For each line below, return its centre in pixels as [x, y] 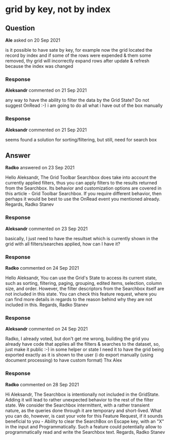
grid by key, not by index [58, 9]
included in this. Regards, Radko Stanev [47, 305]
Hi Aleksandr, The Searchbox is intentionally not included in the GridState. [82, 394]
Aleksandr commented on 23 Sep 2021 [46, 229]
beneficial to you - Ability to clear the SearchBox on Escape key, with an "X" [85, 421]
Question [20, 28]
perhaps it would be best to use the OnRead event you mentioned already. [83, 199]
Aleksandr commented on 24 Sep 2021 [46, 329]
